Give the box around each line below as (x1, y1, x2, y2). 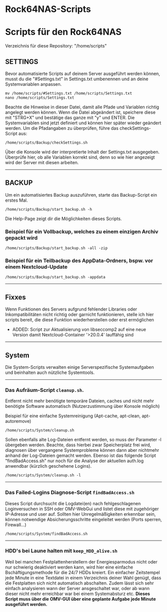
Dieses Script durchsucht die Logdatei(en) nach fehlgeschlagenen (5, 500, 141, 506)
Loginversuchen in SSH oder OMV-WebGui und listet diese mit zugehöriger (5, 506, 159, 512)
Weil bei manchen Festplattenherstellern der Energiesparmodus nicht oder (5, 559, 158, 565)
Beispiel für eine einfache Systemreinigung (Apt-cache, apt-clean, (5, 413, 141, 419)
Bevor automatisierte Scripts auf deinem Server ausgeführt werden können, (5, 70, 161, 76)
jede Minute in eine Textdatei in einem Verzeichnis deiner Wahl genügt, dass (5, 575, 162, 581)
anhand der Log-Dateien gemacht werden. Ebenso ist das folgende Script (5, 453, 157, 459)
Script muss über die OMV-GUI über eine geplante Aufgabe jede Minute (5, 596, 156, 602)
